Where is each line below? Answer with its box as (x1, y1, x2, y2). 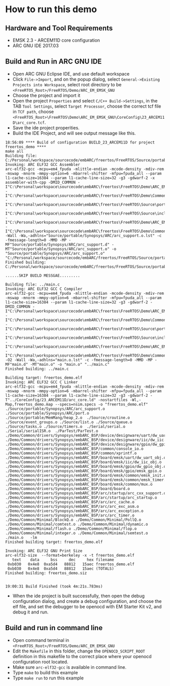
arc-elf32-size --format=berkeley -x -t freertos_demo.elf (5, 553, 135, 558)
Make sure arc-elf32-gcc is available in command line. (12, 664, 126, 670)
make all (5, 149, 24, 154)
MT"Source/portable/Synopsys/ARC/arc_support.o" (5, 246, 110, 252)
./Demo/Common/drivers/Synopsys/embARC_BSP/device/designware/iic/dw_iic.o (5, 437, 168, 442)
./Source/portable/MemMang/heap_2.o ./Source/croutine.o (5, 415, 130, 420)
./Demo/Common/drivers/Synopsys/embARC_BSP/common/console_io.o (5, 446, 144, 451)
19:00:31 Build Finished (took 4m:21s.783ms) (5, 584, 103, 589)
